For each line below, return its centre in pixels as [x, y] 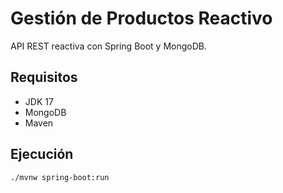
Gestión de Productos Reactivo [141, 18]
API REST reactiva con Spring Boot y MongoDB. [108, 46]
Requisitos [44, 77]
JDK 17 [39, 101]
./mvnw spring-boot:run [60, 177]
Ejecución [42, 154]
